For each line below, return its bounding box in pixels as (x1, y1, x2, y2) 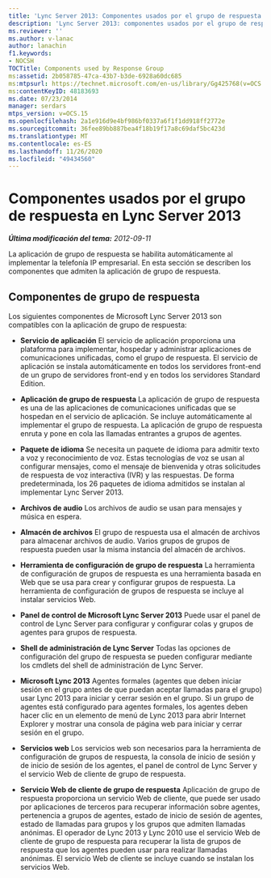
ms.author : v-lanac (8, 34, 74, 43)
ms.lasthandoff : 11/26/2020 (8, 147, 103, 155)
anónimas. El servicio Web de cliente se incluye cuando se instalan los (19, 854, 254, 863)
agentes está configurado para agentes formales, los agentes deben (19, 702, 248, 711)
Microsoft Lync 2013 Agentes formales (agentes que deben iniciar (19, 677, 242, 685)
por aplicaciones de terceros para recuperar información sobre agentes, (19, 802, 261, 812)
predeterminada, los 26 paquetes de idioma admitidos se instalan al (19, 479, 245, 488)
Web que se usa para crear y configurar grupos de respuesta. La (19, 578, 236, 587)
